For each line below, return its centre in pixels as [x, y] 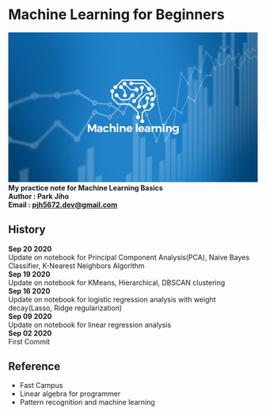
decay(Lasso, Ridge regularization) [65, 308]
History [27, 230]
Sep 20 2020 [30, 248]
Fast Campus [41, 386]
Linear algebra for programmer [70, 394]
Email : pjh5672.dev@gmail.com [63, 205]
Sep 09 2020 [30, 316]
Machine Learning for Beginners [116, 15]
